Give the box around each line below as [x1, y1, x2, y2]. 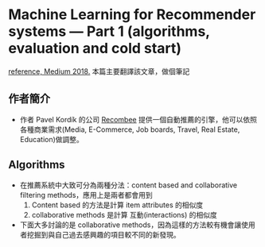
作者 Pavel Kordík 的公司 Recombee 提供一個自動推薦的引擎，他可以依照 [19, 114, 257, 124]
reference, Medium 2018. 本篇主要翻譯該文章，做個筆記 [8, 66, 190, 76]
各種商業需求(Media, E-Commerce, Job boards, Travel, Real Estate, [19, 125, 240, 134]
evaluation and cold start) [8, 40, 181, 57]
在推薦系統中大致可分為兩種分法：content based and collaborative [19, 180, 237, 190]
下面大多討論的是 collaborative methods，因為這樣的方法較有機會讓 [19, 220, 242, 230]
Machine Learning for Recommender [8, 6, 256, 24]
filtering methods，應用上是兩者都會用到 [19, 190, 153, 199]
